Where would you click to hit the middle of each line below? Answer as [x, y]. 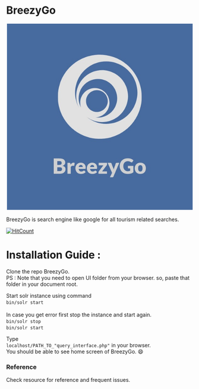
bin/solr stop [24, 321]
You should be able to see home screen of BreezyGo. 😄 [75, 351]
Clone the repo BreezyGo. [38, 271]
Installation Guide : [53, 255]
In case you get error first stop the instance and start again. [79, 315]
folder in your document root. [42, 284]
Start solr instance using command [49, 295]
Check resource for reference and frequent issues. [68, 380]
